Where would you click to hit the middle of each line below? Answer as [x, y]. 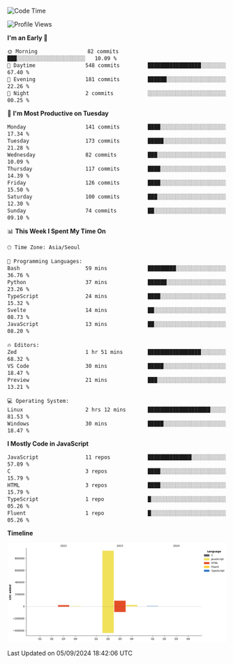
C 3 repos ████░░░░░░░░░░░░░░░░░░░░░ [117, 471]
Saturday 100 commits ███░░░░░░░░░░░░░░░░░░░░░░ [117, 197]
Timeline [20, 533]
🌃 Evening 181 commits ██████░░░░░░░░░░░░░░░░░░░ [117, 80]
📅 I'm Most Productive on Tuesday [58, 113]
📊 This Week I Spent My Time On [57, 231]
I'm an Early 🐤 [28, 38]
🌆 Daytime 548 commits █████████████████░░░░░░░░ [117, 66]
